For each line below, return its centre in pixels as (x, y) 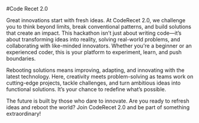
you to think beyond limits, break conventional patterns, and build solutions (99, 27)
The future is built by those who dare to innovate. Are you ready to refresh (98, 101)
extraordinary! (24, 114)
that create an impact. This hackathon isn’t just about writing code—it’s (94, 33)
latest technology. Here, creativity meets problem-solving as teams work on (100, 76)
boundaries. (21, 58)
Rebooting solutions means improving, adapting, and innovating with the (95, 70)
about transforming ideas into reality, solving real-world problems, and (93, 39)
